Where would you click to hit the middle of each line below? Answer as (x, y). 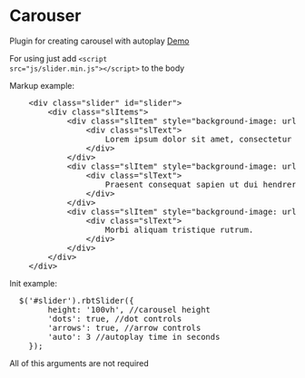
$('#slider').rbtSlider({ (76, 300)
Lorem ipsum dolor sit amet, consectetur (198, 139)
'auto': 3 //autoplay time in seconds (134, 337)
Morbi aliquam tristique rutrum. (179, 229)
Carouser (45, 16)
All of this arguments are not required (79, 363)
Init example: (33, 283)
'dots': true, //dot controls (115, 319)
